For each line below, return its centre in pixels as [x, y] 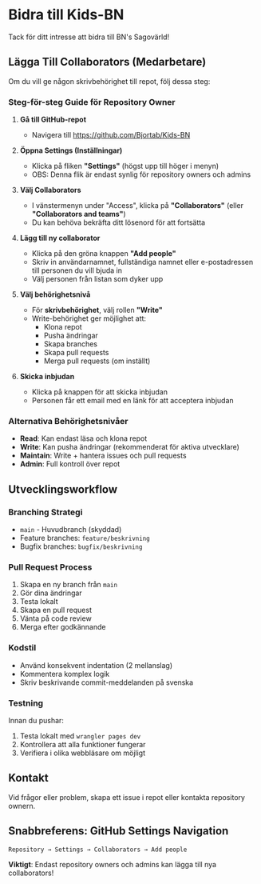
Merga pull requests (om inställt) [97, 361]
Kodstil [22, 648]
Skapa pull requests [76, 353]
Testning [26, 703]
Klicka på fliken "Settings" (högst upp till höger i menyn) [125, 166]
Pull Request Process [50, 567]
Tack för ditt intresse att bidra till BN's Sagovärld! [89, 37]
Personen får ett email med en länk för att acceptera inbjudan [132, 401]
